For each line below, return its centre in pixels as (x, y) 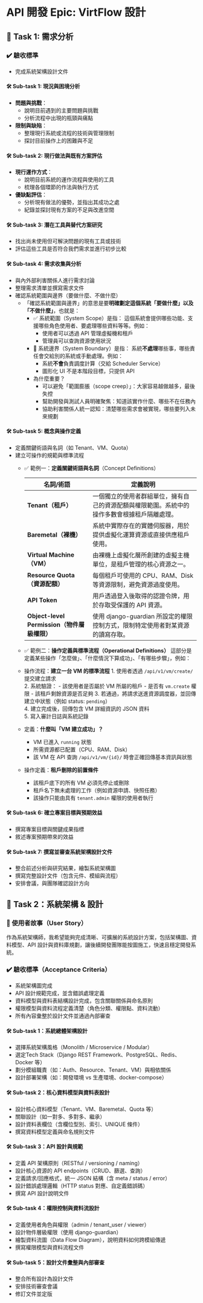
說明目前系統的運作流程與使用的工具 (69, 179)
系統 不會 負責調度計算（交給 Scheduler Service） (103, 363)
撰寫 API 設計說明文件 (42, 1193)
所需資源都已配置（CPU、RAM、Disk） (82, 749)
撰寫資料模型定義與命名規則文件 (55, 1131)
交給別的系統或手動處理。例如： (84, 356)
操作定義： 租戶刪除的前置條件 (61, 770)
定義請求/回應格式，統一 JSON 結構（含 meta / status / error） (93, 1178)
